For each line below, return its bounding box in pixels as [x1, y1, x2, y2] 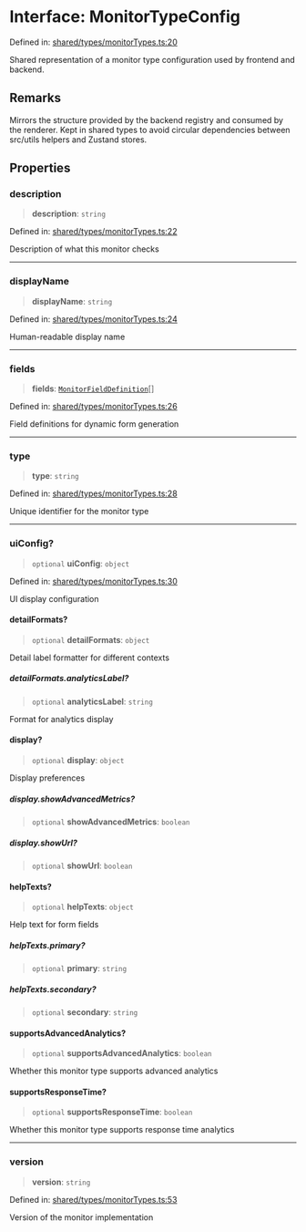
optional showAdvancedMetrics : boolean [31, 816, 190, 827]
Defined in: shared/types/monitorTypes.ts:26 [9, 401, 178, 412]
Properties [9, 160, 71, 176]
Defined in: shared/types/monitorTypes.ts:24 [9, 313, 178, 325]
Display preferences [9, 772, 86, 783]
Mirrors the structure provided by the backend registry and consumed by [9, 114, 284, 125]
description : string [31, 208, 107, 220]
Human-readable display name [9, 331, 126, 342]
